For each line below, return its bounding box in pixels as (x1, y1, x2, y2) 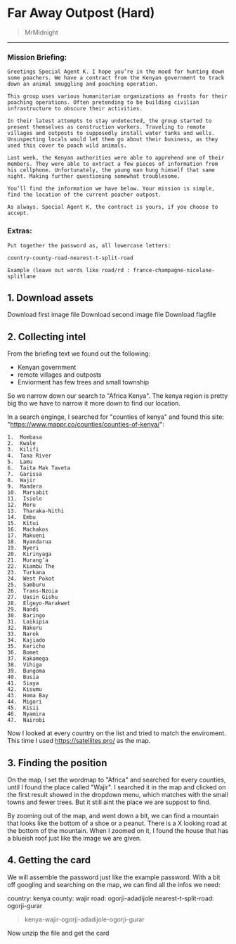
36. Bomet (7, 649, 39, 657)
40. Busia (7, 673, 39, 681)
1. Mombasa (7, 434, 42, 441)
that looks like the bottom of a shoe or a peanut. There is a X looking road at (7, 819, 227, 827)
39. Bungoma (7, 668, 46, 675)
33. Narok (7, 631, 39, 638)
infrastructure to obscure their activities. (7, 105, 143, 112)
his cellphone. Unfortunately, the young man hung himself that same (7, 167, 216, 174)
